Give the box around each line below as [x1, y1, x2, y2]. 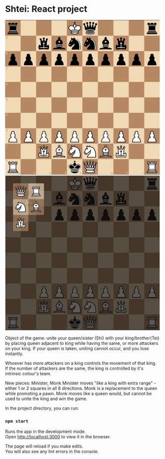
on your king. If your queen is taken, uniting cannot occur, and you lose [5, 345, 149, 351]
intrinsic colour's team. [5, 370, 52, 376]
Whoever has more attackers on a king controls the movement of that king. [5, 360, 157, 366]
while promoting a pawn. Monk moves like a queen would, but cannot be [5, 390, 152, 396]
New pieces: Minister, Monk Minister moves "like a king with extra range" [5, 380, 153, 386]
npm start [5, 418, 28, 424]
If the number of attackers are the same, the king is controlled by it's [5, 365, 144, 371]
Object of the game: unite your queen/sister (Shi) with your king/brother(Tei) [5, 335, 160, 341]
